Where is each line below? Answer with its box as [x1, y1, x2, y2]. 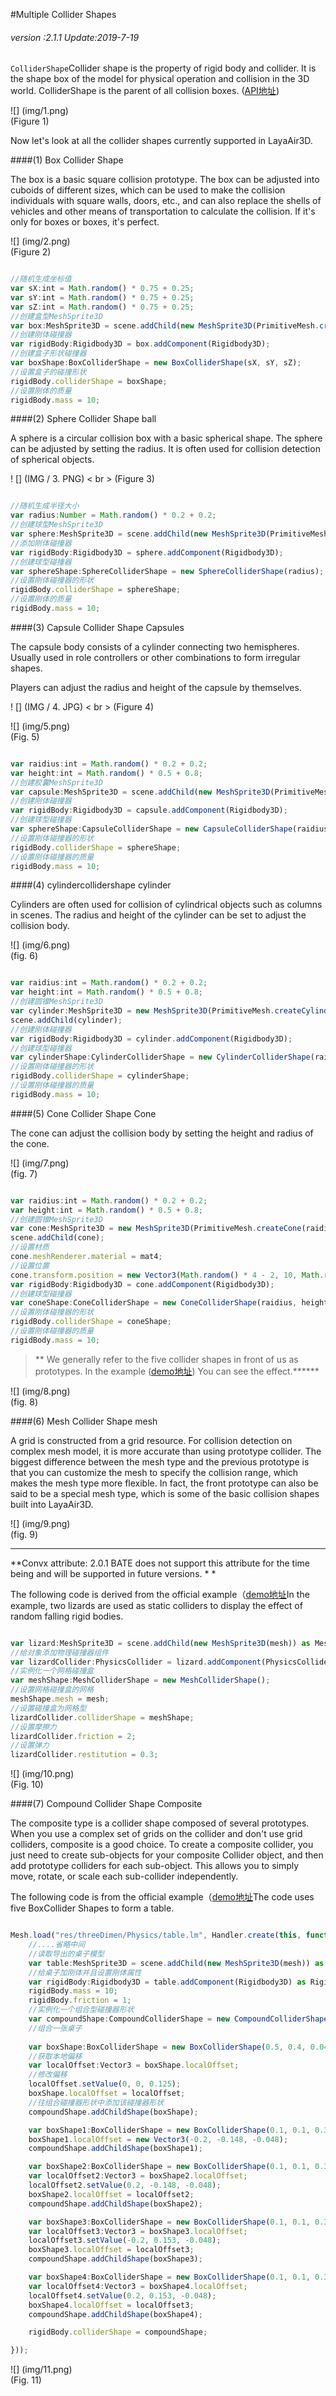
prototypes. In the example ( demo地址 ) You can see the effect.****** [34, 1365, 320, 1377]
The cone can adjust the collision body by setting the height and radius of [10, 1127, 314, 1139]
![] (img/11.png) [10, 2364, 73, 2376]
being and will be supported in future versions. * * [10, 1567, 217, 1579]
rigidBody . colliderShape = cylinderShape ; [10, 1071, 190, 1081]
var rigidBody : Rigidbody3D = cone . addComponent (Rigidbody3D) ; [10, 1279, 275, 1289]
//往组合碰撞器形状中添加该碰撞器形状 [28, 2097, 165, 2108]
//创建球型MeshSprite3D [10, 520, 103, 530]
